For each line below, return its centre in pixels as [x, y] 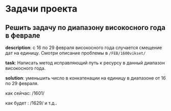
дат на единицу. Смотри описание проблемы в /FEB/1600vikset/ [76, 53]
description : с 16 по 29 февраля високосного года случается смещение [84, 48]
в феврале [23, 35]
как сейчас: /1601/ [25, 93]
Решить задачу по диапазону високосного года [86, 28]
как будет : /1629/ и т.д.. [31, 103]
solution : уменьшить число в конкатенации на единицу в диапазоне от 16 [86, 78]
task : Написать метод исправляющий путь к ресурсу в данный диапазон [85, 63]
